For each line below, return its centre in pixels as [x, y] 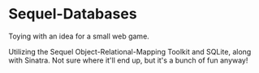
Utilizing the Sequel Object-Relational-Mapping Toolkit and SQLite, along [130, 51]
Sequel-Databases [73, 14]
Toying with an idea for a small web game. [79, 36]
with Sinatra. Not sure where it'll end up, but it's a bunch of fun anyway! [128, 60]
